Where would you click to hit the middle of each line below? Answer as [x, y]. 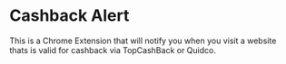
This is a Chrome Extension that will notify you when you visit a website [143, 41]
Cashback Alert [69, 16]
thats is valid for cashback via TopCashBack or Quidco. [113, 50]
